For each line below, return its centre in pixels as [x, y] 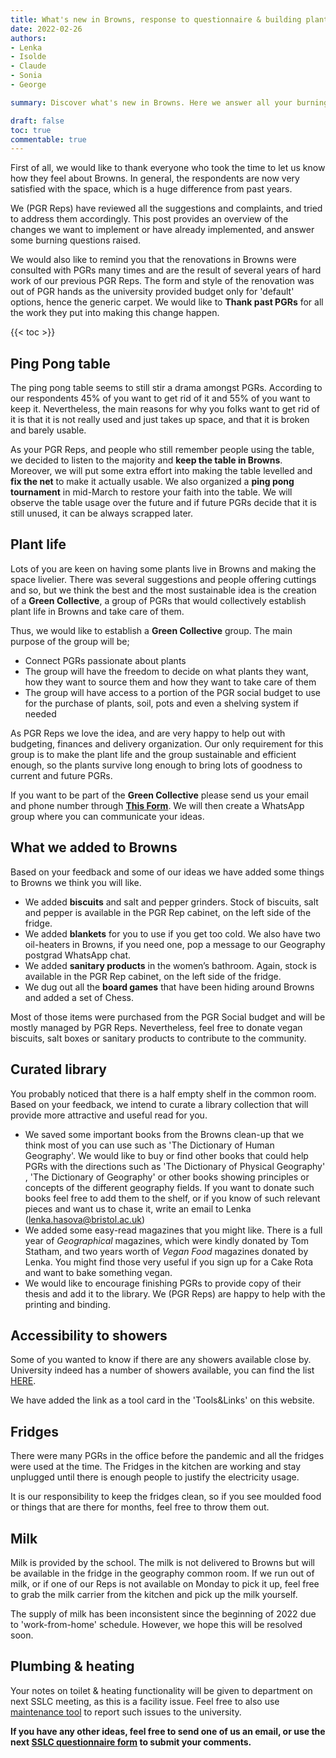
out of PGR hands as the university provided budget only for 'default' [152, 292]
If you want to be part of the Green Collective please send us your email [159, 795]
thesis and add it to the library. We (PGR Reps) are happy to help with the [175, 1293]
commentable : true [48, 139]
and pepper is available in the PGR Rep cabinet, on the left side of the [168, 912]
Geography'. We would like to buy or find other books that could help [166, 1155]
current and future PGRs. [61, 775]
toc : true [31, 130]
